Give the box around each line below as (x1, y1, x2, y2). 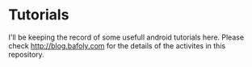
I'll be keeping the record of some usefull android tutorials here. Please (8, 32, 245, 42)
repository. (8, 49, 44, 59)
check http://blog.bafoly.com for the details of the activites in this (8, 40, 226, 50)
